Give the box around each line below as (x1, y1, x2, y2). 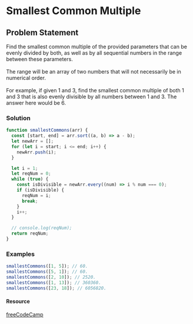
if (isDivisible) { (16, 187, 65, 193)
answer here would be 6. (6, 99, 66, 106)
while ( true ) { (11, 176, 49, 182)
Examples (6, 250, 35, 258)
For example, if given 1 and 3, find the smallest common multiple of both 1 (6, 87, 184, 93)
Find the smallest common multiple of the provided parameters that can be (6, 43, 187, 50)
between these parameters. (6, 56, 74, 62)
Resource (6, 298, 31, 305)
